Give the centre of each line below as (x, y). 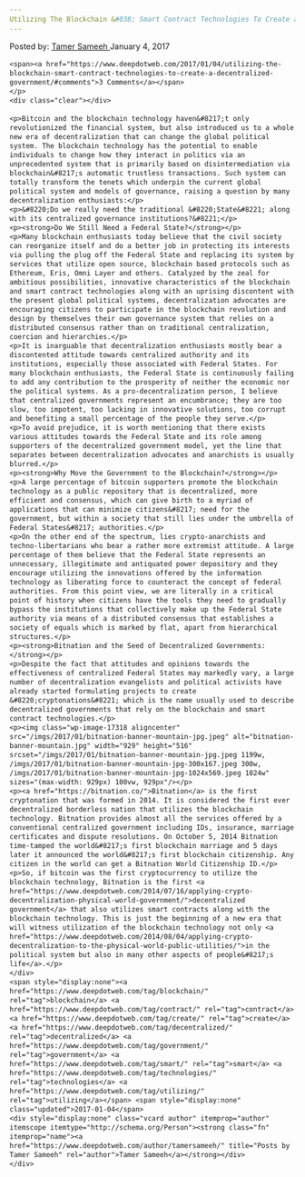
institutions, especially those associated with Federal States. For (144, 364)
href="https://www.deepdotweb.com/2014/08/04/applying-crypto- (132, 936)
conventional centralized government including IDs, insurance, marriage (152, 827)
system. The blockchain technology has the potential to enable (133, 145)
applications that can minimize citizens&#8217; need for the (129, 509)
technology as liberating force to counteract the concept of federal (146, 582)
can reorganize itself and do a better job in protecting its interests (150, 245)
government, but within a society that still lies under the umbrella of (152, 518)
